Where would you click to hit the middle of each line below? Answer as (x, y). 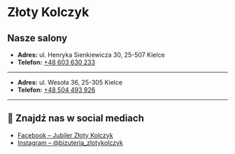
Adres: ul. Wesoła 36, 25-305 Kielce (70, 82)
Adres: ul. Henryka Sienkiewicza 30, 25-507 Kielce (91, 55)
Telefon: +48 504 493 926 (56, 90)
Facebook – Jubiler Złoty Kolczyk (65, 135)
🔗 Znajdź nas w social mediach (76, 119)
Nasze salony (37, 38)
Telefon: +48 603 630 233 (56, 62)
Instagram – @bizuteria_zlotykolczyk (70, 142)
